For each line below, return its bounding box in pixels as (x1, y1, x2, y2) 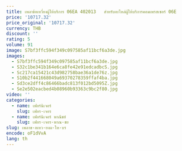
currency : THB (6, 25, 41, 32)
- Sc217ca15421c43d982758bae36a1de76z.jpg (11, 70, 118, 75)
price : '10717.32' (6, 14, 52, 20)
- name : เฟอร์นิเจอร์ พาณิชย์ (11, 114, 66, 119)
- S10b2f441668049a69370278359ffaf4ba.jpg (11, 75, 118, 81)
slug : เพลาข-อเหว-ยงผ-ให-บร (6, 125, 66, 131)
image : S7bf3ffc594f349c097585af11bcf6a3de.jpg (6, 48, 126, 54)
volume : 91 (6, 42, 33, 48)
